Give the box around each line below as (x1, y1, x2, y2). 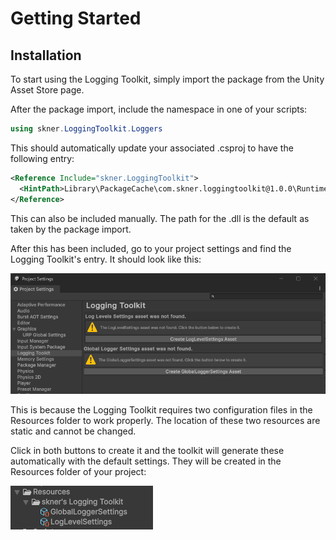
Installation (10, 47, 82, 64)
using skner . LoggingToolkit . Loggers (10, 124, 163, 134)
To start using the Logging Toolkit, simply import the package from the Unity (10, 73, 325, 85)
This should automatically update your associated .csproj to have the (10, 142, 294, 154)
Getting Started (10, 7, 142, 30)
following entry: (10, 152, 75, 164)
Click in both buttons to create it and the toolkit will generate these (10, 445, 285, 457)
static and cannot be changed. (10, 425, 137, 437)
